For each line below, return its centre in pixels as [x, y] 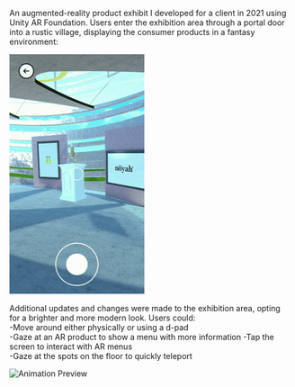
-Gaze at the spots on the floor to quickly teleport [101, 356]
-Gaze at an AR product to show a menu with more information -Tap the [142, 337]
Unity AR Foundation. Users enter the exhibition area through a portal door [147, 22]
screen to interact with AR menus [71, 346]
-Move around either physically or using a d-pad [99, 327]
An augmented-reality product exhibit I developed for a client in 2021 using [148, 13]
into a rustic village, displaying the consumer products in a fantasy [132, 32]
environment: [34, 41]
